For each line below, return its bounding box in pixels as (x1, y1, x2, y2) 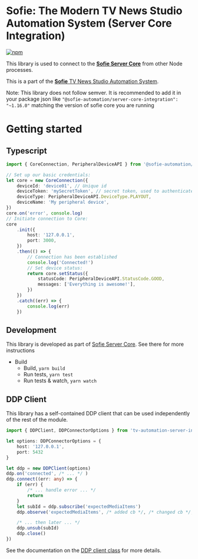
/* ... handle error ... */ (27, 487, 96, 493)
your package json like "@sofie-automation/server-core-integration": (6, 95, 179, 102)
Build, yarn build (23, 365, 65, 372)
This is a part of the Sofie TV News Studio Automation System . (6, 78, 159, 85)
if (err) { (16, 482, 44, 488)
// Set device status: (27, 265, 83, 271)
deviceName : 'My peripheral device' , (16, 199, 110, 206)
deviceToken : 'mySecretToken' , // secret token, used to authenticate (16, 188, 194, 194)
